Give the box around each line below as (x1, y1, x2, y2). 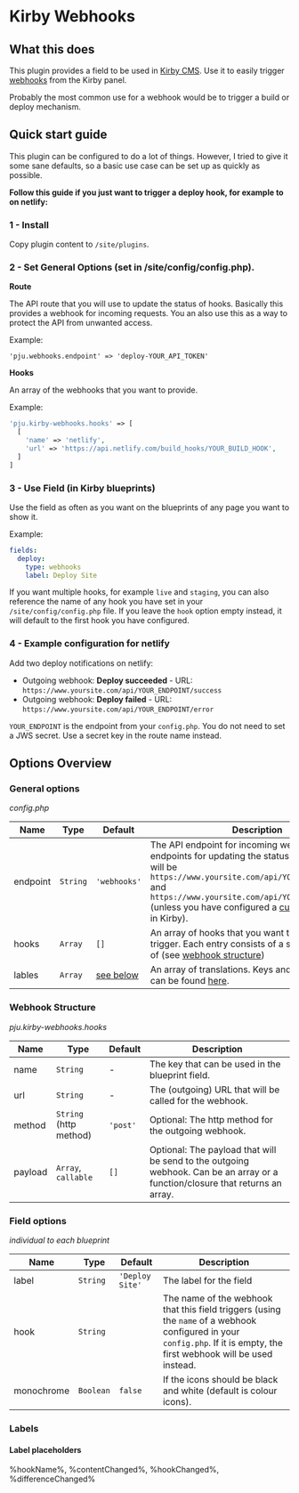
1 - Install (9, 218, 49, 231)
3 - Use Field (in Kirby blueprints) (9, 482, 156, 494)
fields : (9, 546, 38, 555)
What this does (9, 42, 95, 57)
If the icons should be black (163, 1374, 279, 1386)
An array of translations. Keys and (149, 963, 292, 976)
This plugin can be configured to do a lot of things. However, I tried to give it (9, 150, 288, 161)
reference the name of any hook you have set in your (9, 596, 204, 607)
